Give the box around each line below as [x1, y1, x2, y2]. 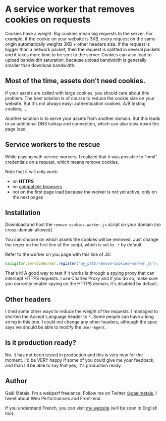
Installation [5, 208, 41, 217]
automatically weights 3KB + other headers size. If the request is [18, 41, 150, 47]
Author [5, 377, 27, 385]
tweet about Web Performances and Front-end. [5, 395, 102, 401]
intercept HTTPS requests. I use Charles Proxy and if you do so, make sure [5, 275, 158, 282]
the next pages [12, 194, 44, 200]
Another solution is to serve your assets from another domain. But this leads [5, 115, 161, 121]
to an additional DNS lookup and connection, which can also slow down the [5, 120, 159, 126]
